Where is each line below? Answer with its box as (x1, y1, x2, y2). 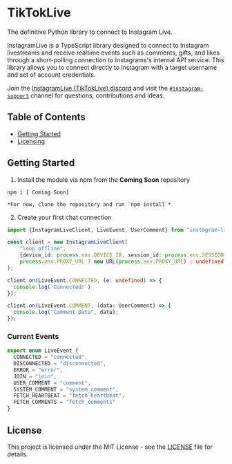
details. (7, 449, 28, 458)
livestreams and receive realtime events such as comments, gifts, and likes (7, 48, 220, 57)
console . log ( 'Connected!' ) (13, 284, 91, 290)
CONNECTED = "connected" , (13, 354, 88, 361)
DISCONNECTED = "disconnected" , (13, 360, 107, 367)
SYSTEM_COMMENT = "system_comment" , (13, 386, 119, 393)
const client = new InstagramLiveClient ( (7, 239, 128, 246)
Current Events (7, 331, 59, 341)
